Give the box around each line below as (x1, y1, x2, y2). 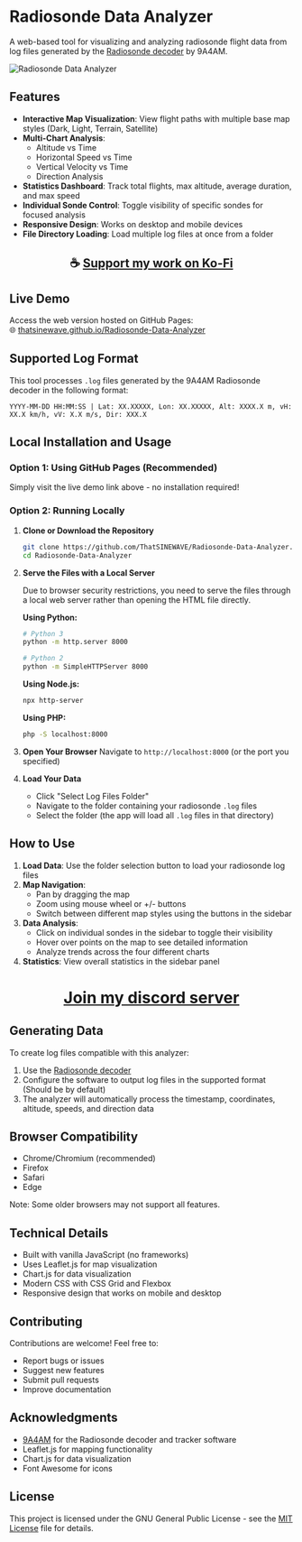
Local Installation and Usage (9, 435, 172, 450)
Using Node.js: (22, 679, 79, 689)
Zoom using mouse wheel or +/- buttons (35, 898, 187, 909)
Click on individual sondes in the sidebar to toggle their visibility (35, 927, 273, 937)
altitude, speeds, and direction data (22, 1103, 155, 1113)
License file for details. (9, 1522, 95, 1533)
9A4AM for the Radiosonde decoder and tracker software (22, 1434, 237, 1445)
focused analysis (22, 209, 86, 220)
